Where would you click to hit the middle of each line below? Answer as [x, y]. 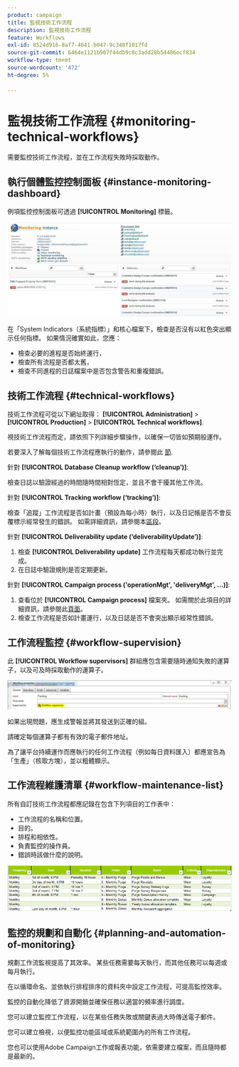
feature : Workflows [36, 38]
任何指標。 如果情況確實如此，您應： [67, 338]
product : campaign [34, 15]
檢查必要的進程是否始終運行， [61, 354]
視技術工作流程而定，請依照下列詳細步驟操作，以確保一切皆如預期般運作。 [116, 437]
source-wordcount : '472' [44, 68]
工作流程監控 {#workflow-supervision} [95, 643]
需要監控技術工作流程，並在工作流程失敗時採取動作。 [85, 158]
